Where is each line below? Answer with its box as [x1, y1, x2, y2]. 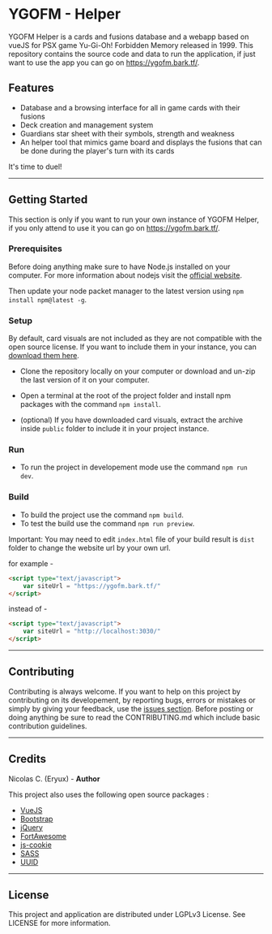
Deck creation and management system [19, 119, 154, 130]
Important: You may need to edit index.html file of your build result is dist [8, 534, 255, 544]
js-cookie [19, 840, 53, 850]
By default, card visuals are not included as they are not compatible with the [8, 334, 262, 344]
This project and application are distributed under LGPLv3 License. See [8, 910, 246, 919]
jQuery [19, 822, 43, 832]
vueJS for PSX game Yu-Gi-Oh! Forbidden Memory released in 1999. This [8, 40, 253, 50]
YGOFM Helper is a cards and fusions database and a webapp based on [8, 32, 249, 41]
